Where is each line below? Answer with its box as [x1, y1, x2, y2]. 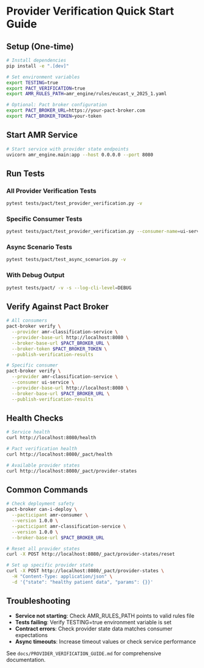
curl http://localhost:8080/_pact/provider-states [6, 468, 137, 474]
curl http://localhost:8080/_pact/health [6, 451, 113, 457]
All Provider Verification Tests [6, 186, 97, 195]
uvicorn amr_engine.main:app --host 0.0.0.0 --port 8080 [6, 152, 154, 158]
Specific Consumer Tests [6, 214, 83, 223]
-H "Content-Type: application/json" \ [12, 573, 113, 580]
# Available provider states [6, 462, 80, 468]
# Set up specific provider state [6, 562, 94, 568]
